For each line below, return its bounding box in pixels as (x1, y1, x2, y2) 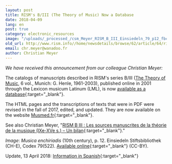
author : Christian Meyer (5, 50, 58, 56)
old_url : (5, 41, 24, 46)
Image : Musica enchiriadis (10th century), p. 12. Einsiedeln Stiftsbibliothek (5, 137, 161, 143)
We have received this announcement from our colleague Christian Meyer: (5, 65, 163, 71)
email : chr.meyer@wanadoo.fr (5, 46, 68, 51)
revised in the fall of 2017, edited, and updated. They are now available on (5, 106, 160, 113)
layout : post (5, 7, 33, 13)
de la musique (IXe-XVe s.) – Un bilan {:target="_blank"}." (5, 127, 125, 134)
